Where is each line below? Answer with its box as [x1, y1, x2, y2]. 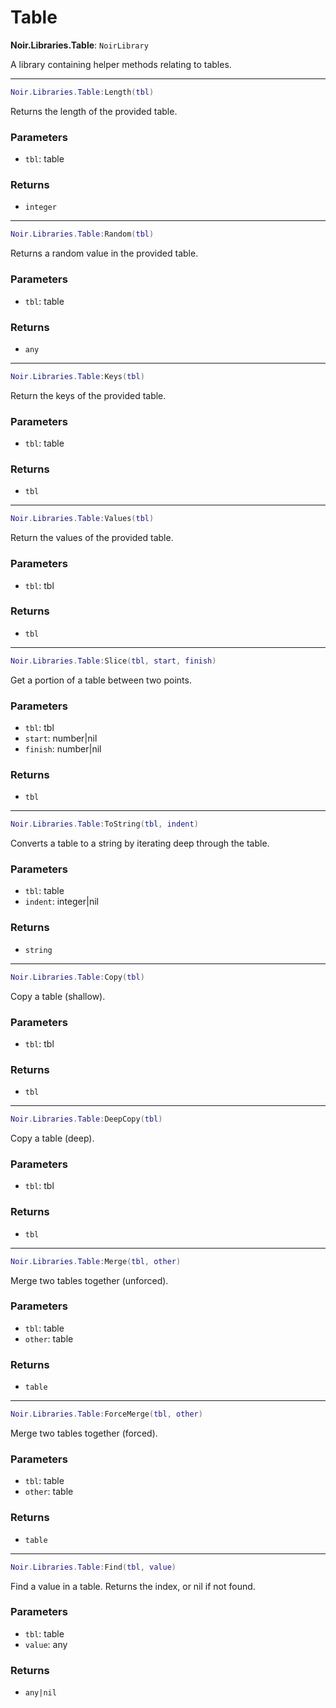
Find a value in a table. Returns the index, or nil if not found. [10, 1580, 256, 1592]
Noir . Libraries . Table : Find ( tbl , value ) [10, 1562, 177, 1572]
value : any [24, 1638, 68, 1650]
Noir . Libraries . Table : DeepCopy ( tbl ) [10, 1114, 163, 1125]
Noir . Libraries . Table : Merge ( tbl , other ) [10, 1256, 182, 1266]
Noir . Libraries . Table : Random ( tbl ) [10, 229, 155, 240]
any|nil [24, 1688, 57, 1698]
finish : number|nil [24, 742, 102, 755]
